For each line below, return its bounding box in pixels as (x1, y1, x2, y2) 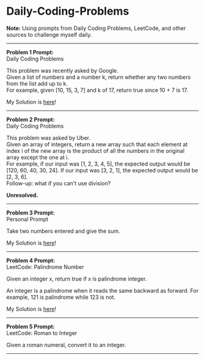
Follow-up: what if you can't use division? (6, 179, 111, 187)
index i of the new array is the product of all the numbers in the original (6, 147, 185, 154)
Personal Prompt (6, 215, 49, 222)
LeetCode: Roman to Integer (6, 329, 77, 337)
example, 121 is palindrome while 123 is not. (6, 293, 116, 301)
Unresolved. (6, 191, 38, 199)
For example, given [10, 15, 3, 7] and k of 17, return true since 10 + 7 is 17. (6, 86, 188, 94)
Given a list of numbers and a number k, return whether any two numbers (6, 73, 191, 81)
